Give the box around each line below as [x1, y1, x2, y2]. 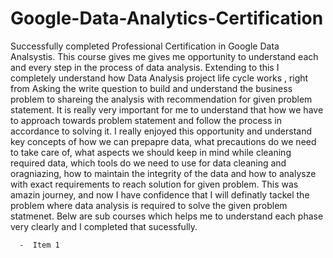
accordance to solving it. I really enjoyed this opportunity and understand [10, 125, 312, 137]
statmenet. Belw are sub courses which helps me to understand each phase [10, 210, 324, 222]
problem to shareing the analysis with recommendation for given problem [10, 93, 313, 105]
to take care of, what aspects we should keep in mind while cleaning [10, 146, 292, 158]
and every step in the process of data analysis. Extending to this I [10, 61, 280, 73]
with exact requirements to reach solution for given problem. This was [10, 178, 299, 190]
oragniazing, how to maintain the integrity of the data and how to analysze [10, 167, 317, 179]
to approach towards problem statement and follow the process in [10, 114, 282, 126]
